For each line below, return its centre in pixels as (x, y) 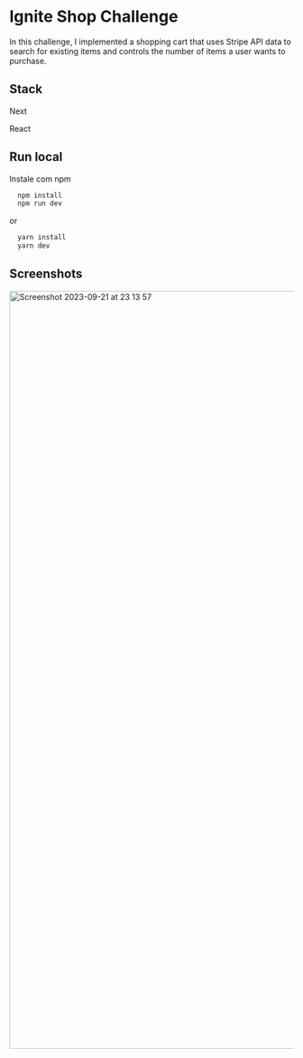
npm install (40, 195)
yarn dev (34, 246)
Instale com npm (41, 179)
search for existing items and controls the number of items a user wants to (147, 51)
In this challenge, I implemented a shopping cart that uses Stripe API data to (150, 42)
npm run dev (40, 204)
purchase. (28, 61)
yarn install (42, 238)
